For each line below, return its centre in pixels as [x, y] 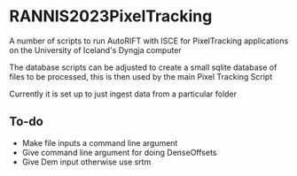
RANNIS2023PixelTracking [111, 16]
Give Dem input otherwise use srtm [86, 162]
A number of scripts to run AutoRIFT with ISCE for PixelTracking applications [149, 41]
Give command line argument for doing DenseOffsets [119, 152]
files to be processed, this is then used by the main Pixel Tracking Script [141, 76]
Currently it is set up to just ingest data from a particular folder [123, 94]
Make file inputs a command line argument [100, 142]
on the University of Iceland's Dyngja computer [95, 50]
